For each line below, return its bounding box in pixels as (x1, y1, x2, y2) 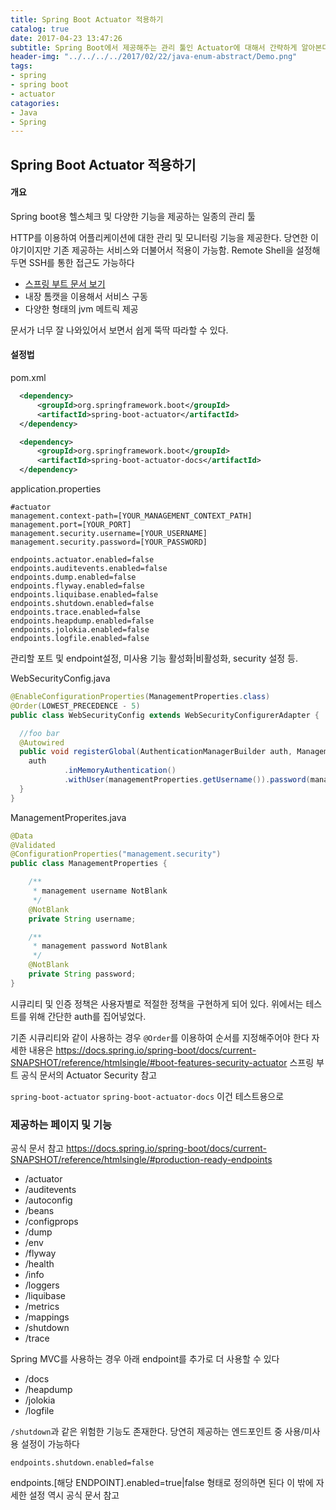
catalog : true (10, 24, 70, 34)
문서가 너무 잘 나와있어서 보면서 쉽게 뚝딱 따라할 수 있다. (10, 324, 229, 336)
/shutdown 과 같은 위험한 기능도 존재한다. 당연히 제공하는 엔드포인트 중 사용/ (10, 1426, 305, 1438)
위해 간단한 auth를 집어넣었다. (28, 1010, 147, 1022)
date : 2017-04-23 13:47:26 (10, 33, 123, 43)
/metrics (24, 1301, 60, 1313)
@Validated (10, 840, 56, 850)
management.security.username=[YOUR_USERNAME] (10, 529, 208, 539)
